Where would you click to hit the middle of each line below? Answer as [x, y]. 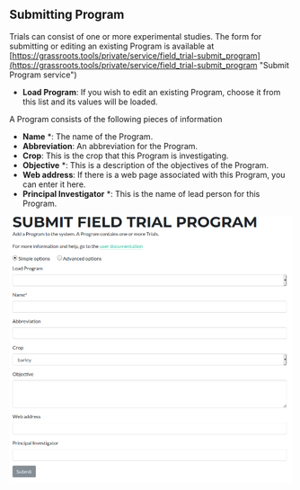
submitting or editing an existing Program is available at [112, 46]
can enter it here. [54, 184]
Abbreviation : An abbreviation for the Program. [110, 146]
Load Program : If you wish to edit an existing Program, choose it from [151, 92]
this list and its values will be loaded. [90, 102]
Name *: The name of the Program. [88, 136]
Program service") [44, 75]
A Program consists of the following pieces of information [116, 119]
